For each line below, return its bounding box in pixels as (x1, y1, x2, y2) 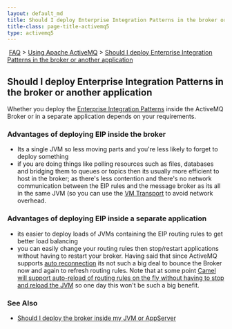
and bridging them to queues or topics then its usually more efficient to (17, 167, 220, 176)
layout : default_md (7, 10, 64, 17)
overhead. (17, 196, 47, 205)
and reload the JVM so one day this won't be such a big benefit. (17, 281, 200, 289)
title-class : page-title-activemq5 (7, 23, 110, 30)
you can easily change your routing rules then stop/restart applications (17, 244, 219, 252)
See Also (7, 298, 38, 308)
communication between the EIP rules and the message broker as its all (17, 182, 221, 190)
